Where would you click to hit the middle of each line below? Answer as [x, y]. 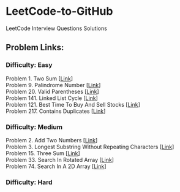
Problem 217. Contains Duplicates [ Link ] [56, 111]
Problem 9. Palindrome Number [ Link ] [53, 85]
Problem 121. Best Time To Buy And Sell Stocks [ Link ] [73, 104]
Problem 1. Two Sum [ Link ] [39, 79]
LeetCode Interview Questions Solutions [57, 28]
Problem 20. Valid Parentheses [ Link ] [52, 91]
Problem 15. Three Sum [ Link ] [43, 153]
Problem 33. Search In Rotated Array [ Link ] [60, 159]
